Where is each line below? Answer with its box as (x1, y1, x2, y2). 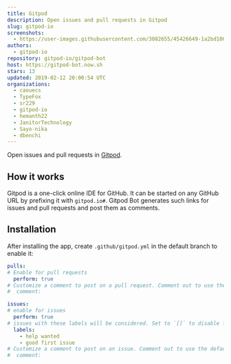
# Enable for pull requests (7, 269, 88, 276)
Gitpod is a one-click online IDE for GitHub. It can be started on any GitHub (7, 189, 219, 197)
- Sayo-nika (13, 125, 48, 132)
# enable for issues (7, 307, 67, 314)
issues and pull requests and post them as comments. (7, 204, 160, 212)
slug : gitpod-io (7, 23, 54, 30)
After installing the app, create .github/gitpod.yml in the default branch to (7, 242, 218, 250)
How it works (7, 170, 65, 183)
